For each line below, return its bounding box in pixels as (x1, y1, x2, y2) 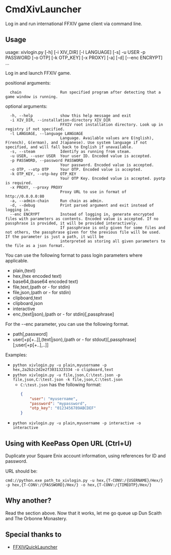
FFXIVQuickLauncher (12, 544, 58, 550)
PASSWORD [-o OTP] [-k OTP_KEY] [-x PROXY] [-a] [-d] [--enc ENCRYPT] (5, 54, 163, 60)
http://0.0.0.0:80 (5, 194, 44, 199)
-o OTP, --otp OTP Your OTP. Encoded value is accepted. (10, 167, 143, 172)
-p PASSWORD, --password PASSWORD (10, 158, 83, 163)
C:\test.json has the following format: (20, 381, 102, 387)
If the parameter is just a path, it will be (5, 234, 104, 239)
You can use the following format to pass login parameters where (5, 252, 143, 258)
